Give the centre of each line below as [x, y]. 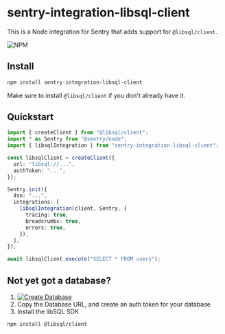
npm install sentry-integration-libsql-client [75, 82]
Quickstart [31, 117]
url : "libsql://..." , [44, 164]
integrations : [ [36, 202]
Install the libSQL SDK [48, 311]
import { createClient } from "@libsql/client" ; [78, 133]
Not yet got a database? [59, 280]
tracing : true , [47, 215]
